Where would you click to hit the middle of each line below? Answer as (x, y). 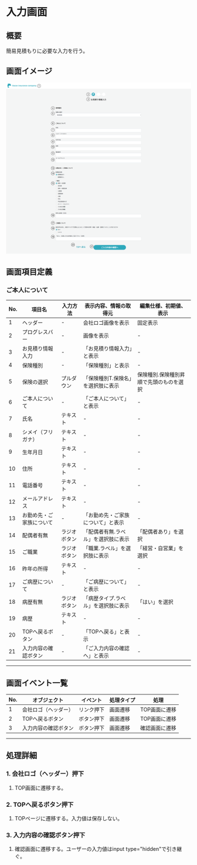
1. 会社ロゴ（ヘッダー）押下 (45, 774)
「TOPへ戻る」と (104, 631)
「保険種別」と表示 (106, 365)
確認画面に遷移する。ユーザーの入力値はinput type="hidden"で (91, 849)
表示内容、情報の (105, 305)
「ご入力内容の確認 (106, 648)
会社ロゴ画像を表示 (106, 322)
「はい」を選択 (156, 602)
